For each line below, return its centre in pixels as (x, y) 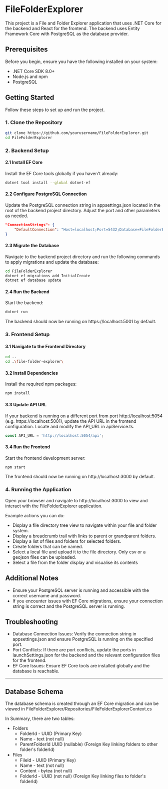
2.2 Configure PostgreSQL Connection (46, 194)
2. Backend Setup (27, 150)
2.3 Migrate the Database (32, 246)
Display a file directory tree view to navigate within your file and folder (84, 525)
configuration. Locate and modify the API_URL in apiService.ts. (70, 426)
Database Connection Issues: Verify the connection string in (74, 634)
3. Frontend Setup (27, 335)
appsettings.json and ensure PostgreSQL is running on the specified (83, 639)
